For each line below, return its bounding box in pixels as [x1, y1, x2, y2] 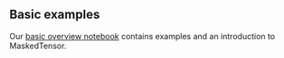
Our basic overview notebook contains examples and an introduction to [9, 30, 276, 41]
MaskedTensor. [9, 40, 67, 51]
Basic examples [9, 7, 100, 22]
